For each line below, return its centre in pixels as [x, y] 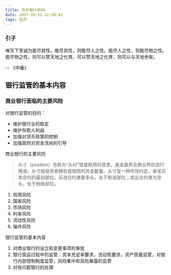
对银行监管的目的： [26, 113]
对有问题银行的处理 [33, 267]
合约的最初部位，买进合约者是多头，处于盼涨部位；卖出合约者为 [90, 178]
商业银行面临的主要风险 [34, 101]
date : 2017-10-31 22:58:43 [34, 15]
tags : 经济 [16, 19]
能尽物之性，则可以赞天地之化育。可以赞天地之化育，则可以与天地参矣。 [81, 57]
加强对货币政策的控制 [35, 137]
